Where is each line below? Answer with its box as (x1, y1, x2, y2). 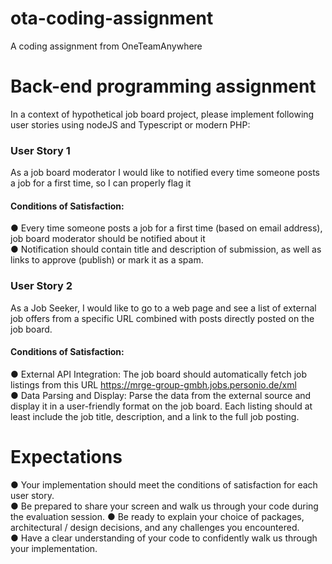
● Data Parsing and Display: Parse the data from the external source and (10, 389, 312, 401)
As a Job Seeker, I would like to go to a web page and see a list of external (10, 302, 317, 314)
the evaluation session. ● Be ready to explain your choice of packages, (10, 510, 305, 522)
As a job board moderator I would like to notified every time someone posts (10, 167, 320, 179)
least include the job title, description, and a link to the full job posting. (10, 410, 300, 422)
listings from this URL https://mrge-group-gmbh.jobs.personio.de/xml (10, 378, 297, 391)
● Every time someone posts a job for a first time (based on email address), (10, 222, 323, 234)
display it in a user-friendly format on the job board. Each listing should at (10, 400, 313, 412)
